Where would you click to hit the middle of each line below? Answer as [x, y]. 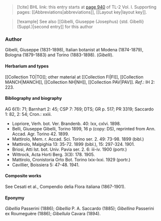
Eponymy [15, 198]
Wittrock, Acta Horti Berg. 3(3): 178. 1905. [53, 154]
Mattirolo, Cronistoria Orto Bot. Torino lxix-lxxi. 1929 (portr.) [71, 159]
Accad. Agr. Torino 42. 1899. [40, 134]
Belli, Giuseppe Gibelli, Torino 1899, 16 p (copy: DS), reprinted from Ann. [84, 128]
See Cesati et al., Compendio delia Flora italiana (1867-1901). [65, 187]
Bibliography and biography [33, 98]
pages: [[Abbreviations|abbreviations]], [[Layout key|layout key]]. [82, 12]
